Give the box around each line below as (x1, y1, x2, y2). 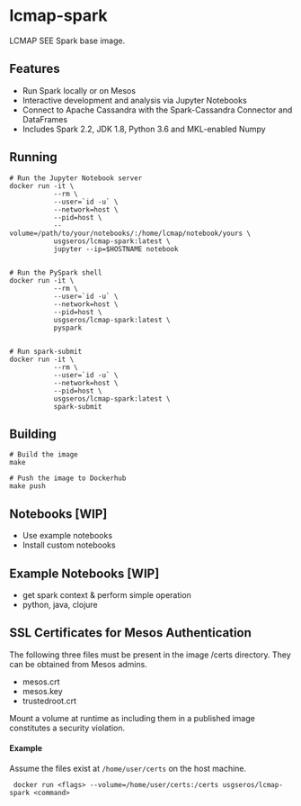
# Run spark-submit (9, 347, 83, 356)
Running (9, 149, 58, 165)
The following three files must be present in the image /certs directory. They (9, 649, 291, 660)
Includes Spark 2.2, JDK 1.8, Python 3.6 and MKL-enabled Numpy (22, 123, 267, 134)
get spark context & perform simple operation (22, 590, 191, 600)
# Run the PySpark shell (9, 267, 102, 277)
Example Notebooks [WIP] (9, 566, 160, 581)
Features (9, 61, 60, 77)
